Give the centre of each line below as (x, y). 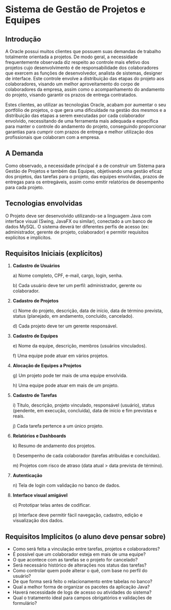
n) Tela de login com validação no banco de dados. (67, 485)
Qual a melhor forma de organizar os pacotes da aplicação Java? (81, 587)
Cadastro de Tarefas (35, 395)
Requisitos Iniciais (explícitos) (54, 254)
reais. (18, 416)
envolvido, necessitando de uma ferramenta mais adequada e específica (82, 121)
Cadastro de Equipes (35, 336)
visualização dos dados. (38, 521)
